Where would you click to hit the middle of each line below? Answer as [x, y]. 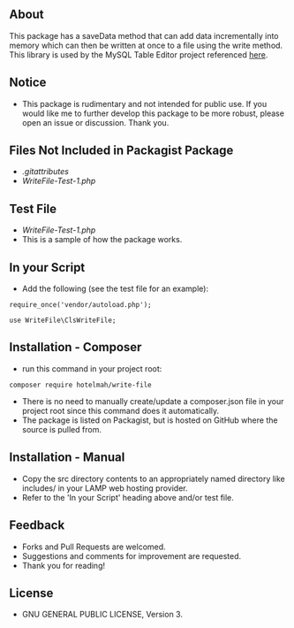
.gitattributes [45, 172]
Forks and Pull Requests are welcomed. [94, 547]
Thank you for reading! [64, 565]
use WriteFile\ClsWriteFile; [63, 321]
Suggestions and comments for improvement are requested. [132, 555]
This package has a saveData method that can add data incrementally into [144, 35]
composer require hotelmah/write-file [80, 385]
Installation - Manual [67, 458]
